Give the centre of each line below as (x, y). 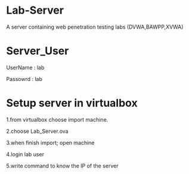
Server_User (38, 51)
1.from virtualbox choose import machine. (57, 119)
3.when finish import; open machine (50, 142)
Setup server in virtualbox (72, 103)
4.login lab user (25, 154)
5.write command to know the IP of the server (62, 166)
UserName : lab (25, 67)
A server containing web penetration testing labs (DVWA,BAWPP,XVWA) (95, 27)
